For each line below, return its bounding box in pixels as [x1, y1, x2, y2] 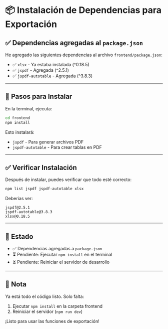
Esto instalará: [5, 129, 34, 135]
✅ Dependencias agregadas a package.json [12, 246, 102, 252]
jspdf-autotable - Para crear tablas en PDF [12, 144, 102, 150]
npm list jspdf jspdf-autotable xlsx [5, 187, 84, 192]
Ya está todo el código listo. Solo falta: [5, 293, 84, 299]
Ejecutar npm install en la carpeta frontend [12, 303, 103, 309]
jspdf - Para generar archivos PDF [12, 139, 84, 145]
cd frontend [5, 115, 30, 120]
